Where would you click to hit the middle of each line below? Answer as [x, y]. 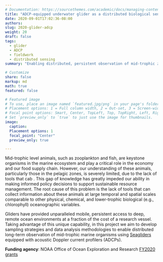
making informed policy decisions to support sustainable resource [71, 184]
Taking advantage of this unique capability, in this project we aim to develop [81, 225]
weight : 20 [16, 32]
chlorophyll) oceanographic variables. [43, 205]
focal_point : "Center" [32, 136]
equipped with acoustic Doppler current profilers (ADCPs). [64, 240]
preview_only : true [29, 140]
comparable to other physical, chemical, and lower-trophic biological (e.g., [80, 199]
